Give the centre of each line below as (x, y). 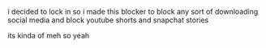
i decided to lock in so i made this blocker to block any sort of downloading (133, 12)
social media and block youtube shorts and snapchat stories (108, 20)
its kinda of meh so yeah (49, 36)
